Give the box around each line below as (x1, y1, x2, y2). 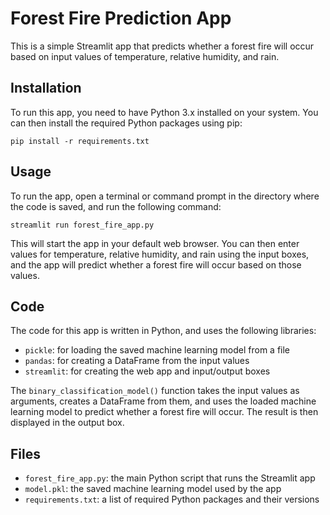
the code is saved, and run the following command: (10, 200, 222, 212)
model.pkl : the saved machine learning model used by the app (24, 483, 282, 495)
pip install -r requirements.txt (10, 136, 150, 146)
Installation (10, 80, 82, 97)
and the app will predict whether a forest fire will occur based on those (10, 258, 302, 271)
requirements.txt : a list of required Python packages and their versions (24, 493, 320, 506)
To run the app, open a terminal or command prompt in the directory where (10, 190, 320, 202)
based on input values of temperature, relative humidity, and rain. (10, 50, 280, 62)
